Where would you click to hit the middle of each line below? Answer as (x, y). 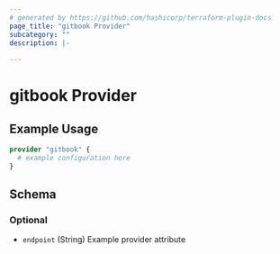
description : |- (40, 43)
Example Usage (54, 128)
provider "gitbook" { (50, 150)
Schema (33, 195)
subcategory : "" (40, 34)
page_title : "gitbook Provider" (70, 26)
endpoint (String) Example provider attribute (104, 240)
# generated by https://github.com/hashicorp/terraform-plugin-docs (140, 18)
